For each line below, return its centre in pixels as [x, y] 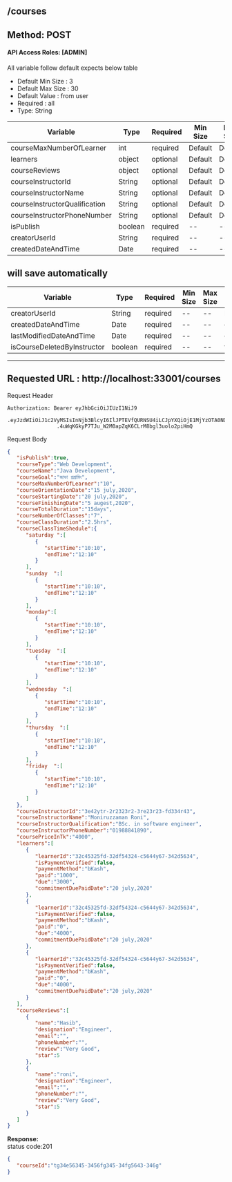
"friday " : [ [44, 766]
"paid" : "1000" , [57, 876]
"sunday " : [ [44, 574]
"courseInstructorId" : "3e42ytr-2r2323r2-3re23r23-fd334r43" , [106, 811]
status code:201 [30, 1147]
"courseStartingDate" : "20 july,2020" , [72, 497]
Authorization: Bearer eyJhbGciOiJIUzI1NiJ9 [72, 408]
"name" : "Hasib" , [58, 1023]
